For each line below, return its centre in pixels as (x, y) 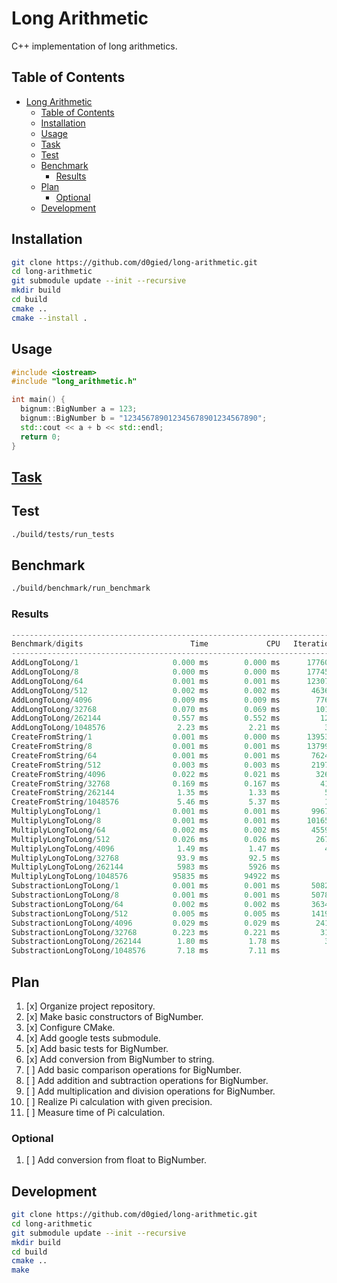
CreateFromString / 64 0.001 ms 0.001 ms (146, 755)
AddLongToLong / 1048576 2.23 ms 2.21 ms (146, 728)
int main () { (38, 400)
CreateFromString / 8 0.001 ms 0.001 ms (146, 747)
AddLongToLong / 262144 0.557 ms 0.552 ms (146, 718)
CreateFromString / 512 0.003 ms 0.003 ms (146, 765)
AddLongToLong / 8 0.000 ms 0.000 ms (146, 672)
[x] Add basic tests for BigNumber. (97, 1048)
